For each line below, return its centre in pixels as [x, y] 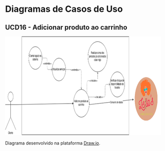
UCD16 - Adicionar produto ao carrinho [66, 27]
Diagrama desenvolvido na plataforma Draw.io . [53, 143]
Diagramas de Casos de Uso [64, 9]
